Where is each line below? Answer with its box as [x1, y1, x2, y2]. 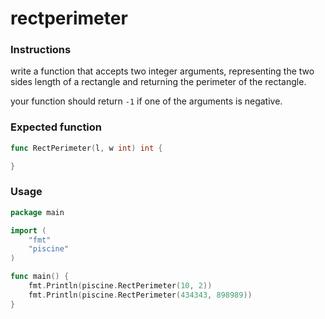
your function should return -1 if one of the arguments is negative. [10, 95, 283, 107]
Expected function [10, 120, 103, 134]
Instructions [10, 43, 72, 57]
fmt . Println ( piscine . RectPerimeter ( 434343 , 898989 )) [28, 290, 253, 300]
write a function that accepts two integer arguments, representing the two [10, 65, 315, 77]
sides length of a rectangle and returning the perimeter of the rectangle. [10, 76, 307, 88]
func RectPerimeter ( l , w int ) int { [10, 143, 163, 153]
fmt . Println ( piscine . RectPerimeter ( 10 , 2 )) [28, 281, 213, 291]
